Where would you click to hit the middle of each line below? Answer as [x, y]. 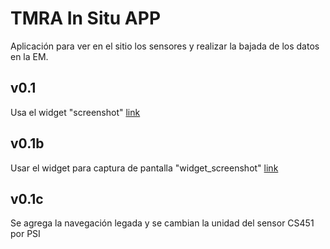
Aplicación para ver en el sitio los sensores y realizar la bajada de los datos [165, 46]
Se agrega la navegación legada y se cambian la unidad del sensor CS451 [162, 223]
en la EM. [29, 56]
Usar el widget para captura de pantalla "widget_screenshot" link [144, 168]
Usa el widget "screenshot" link [75, 112]
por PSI [25, 234]
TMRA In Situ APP [86, 18]
